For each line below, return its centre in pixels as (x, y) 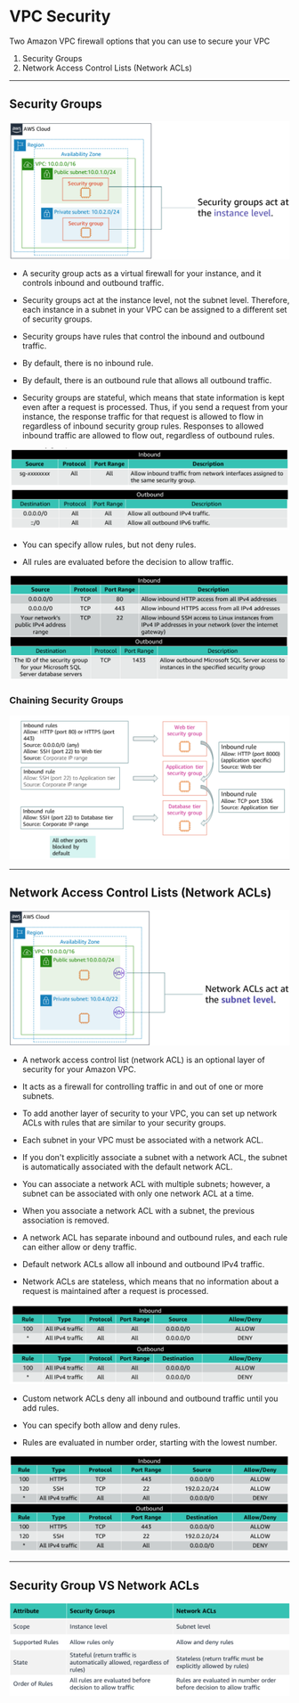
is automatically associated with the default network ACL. (127, 1167)
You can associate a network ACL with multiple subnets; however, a (146, 1184)
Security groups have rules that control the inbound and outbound (143, 337)
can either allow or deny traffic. (80, 1247)
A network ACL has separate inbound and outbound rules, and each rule (155, 1238)
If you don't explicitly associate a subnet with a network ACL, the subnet (154, 1158)
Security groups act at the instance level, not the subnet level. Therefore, (156, 300)
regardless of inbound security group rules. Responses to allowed (143, 426)
